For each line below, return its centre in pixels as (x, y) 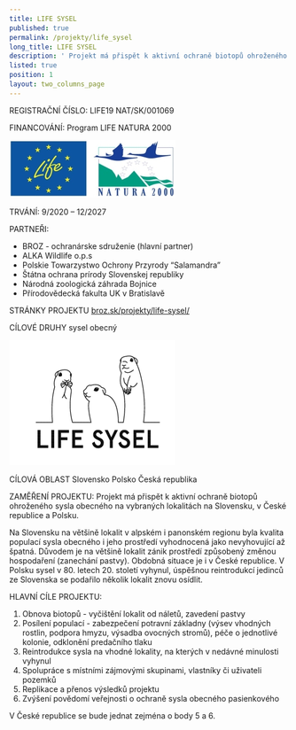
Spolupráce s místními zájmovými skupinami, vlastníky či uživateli (142, 670)
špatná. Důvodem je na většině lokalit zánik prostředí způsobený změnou (143, 551)
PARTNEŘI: (29, 229)
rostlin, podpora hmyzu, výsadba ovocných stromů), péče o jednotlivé (150, 633)
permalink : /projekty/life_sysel (71, 37)
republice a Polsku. (44, 515)
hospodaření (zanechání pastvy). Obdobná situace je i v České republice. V (147, 560)
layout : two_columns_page (57, 84)
